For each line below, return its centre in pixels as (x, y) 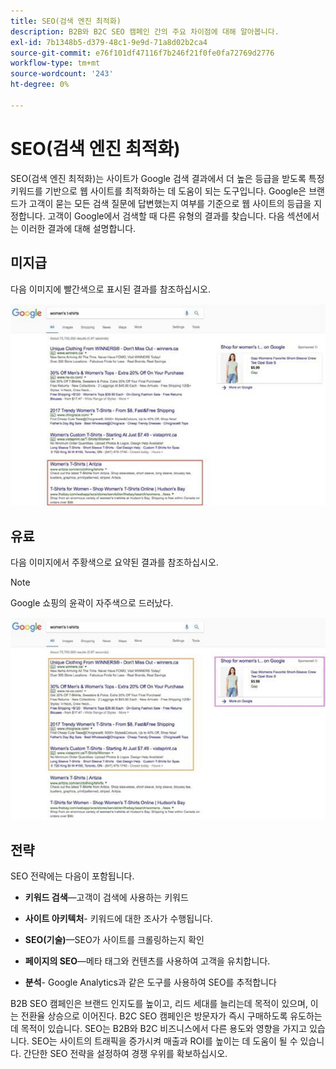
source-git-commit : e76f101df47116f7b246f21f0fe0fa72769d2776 (142, 53)
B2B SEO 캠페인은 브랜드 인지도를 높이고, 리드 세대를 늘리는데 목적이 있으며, (159, 1004)
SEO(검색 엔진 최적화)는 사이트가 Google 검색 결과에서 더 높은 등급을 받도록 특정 (167, 178)
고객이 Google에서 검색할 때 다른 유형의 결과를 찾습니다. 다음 (166, 216)
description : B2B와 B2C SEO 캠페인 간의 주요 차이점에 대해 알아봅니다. (145, 31)
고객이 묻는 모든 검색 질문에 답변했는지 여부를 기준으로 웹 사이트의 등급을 (170, 203)
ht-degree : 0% (40, 85)
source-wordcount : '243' (62, 74)
